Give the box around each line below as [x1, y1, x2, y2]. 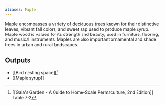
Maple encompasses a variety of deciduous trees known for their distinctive [5, 21, 159, 27]
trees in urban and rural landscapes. [5, 41, 79, 47]
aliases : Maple [5, 7, 36, 12]
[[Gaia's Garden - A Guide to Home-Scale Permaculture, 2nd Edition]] [12, 89, 154, 95]
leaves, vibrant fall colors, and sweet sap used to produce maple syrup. [5, 26, 150, 32]
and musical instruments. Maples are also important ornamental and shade [5, 36, 156, 42]
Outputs [5, 56, 31, 65]
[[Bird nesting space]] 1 [12, 69, 58, 76]
